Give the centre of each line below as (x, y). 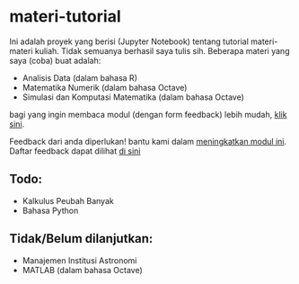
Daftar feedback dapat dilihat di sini (75, 151)
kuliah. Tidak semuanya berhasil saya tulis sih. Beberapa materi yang (162, 50)
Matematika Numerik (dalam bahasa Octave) (105, 87)
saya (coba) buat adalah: (55, 60)
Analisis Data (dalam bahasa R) (79, 77)
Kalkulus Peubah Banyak (68, 200)
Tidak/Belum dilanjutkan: (81, 239)
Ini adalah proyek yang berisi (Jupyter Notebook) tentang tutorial (129, 41)
